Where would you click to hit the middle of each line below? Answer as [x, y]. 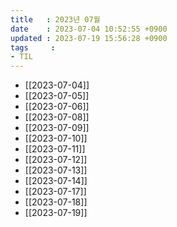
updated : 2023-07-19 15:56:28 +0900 [89, 38]
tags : [33, 47]
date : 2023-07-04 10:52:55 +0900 [89, 29]
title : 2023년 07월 [55, 19]
